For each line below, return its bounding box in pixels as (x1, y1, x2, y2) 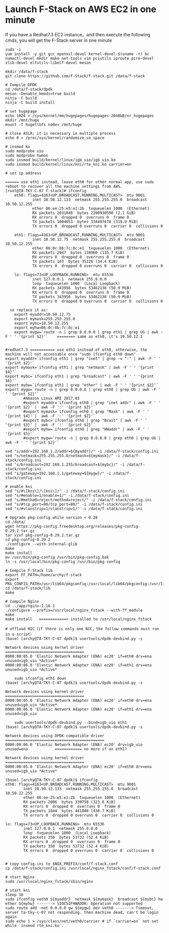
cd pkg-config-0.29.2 (5, 537, 51, 542)
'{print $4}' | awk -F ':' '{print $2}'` (5, 413, 96, 418)
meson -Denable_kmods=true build (5, 91, 75, 96)
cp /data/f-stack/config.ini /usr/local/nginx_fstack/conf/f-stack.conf (5, 865, 161, 871)
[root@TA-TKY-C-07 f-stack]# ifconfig (5, 188, 87, 193)
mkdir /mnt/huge (5, 118, 39, 123)
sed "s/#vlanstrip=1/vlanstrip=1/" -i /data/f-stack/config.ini (5, 506, 143, 511)
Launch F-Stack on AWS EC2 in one (5, 4, 157, 15)
